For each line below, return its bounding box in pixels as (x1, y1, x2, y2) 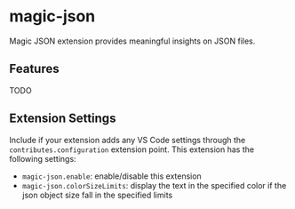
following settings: (9, 153, 77, 164)
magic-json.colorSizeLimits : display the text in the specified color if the (21, 180, 287, 190)
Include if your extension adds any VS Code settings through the (9, 134, 246, 145)
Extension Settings (9, 111, 116, 126)
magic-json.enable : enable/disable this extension (21, 171, 202, 181)
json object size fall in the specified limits (21, 189, 173, 200)
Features (9, 61, 60, 76)
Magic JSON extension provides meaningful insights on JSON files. (9, 36, 256, 46)
